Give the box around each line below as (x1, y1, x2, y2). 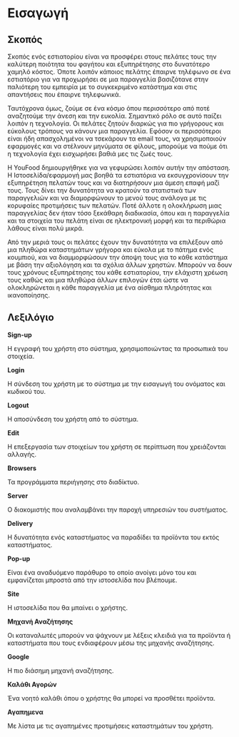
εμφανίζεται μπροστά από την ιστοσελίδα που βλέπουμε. (7, 576, 178, 584)
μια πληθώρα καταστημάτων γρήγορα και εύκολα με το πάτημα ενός (7, 245, 214, 254)
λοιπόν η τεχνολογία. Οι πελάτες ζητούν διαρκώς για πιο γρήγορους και (7, 119, 224, 128)
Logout (7, 401, 29, 410)
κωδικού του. (7, 387, 46, 395)
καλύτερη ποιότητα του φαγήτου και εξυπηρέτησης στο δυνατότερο (7, 60, 210, 68)
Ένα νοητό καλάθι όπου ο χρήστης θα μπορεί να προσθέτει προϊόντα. (7, 693, 216, 702)
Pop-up (7, 554, 31, 563)
